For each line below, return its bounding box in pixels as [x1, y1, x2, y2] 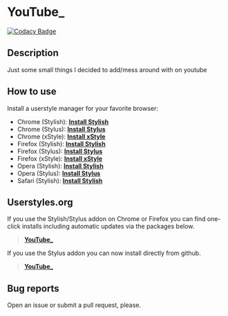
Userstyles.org [7, 196, 73, 208]
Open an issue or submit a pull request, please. [7, 301, 142, 309]
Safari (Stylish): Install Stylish [17, 176, 103, 184]
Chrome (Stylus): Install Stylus [17, 125, 106, 133]
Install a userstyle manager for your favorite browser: [7, 104, 159, 112]
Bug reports [7, 282, 60, 295]
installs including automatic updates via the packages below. [21, 222, 195, 231]
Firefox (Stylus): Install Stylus [17, 147, 103, 155]
